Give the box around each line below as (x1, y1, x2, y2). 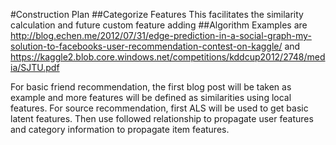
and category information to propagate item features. (10, 124, 230, 135)
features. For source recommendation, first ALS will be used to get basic (10, 102, 309, 114)
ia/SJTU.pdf (10, 62, 60, 73)
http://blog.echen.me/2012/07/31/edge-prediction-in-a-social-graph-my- (10, 30, 312, 41)
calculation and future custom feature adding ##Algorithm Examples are (10, 19, 308, 31)
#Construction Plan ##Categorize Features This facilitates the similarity (10, 9, 304, 20)
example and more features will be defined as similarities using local (10, 92, 292, 103)
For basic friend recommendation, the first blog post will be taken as (10, 81, 292, 93)
